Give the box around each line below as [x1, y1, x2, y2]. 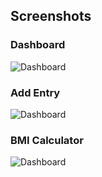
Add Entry [10, 85, 61, 99]
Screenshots [10, 8, 92, 25]
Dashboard [10, 38, 66, 52]
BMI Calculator [10, 133, 84, 147]
